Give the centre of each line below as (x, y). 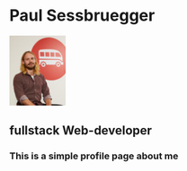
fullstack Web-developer (81, 131)
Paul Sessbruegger (82, 16)
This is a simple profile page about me (94, 156)
